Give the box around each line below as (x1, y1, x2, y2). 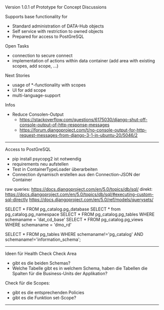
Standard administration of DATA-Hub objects (12, 23, 104, 29)
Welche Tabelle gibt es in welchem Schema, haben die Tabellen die (12, 265, 148, 271)
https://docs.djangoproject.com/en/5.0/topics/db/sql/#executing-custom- (5, 191, 154, 197)
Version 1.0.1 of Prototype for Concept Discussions (5, 4, 107, 10)
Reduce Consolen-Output (12, 111, 64, 117)
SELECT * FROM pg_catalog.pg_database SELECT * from (5, 206, 121, 212)
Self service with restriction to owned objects (12, 28, 103, 34)
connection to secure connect (12, 52, 73, 58)
